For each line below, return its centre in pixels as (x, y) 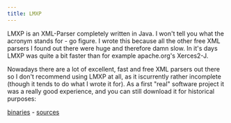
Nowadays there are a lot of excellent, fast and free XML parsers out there (114, 69)
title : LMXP (24, 14)
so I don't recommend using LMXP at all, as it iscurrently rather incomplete (114, 76)
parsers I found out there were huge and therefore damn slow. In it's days (112, 48)
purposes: (22, 99)
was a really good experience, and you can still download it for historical (111, 91)
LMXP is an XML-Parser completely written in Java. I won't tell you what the (116, 33)
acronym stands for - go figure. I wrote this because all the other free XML (114, 41)
